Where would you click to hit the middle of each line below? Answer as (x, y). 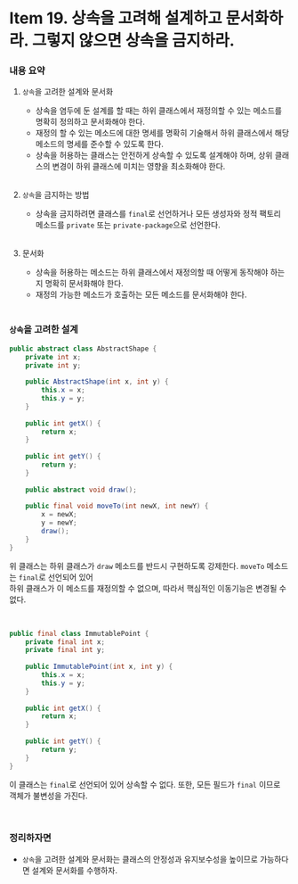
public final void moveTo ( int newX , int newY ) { (117, 506)
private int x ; (53, 357)
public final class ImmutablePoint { (79, 633)
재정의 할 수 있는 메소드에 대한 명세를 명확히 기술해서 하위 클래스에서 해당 (162, 133)
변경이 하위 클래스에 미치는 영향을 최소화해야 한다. (139, 167)
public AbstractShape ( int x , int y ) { (97, 382)
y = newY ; (59, 523)
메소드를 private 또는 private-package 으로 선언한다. (128, 225)
